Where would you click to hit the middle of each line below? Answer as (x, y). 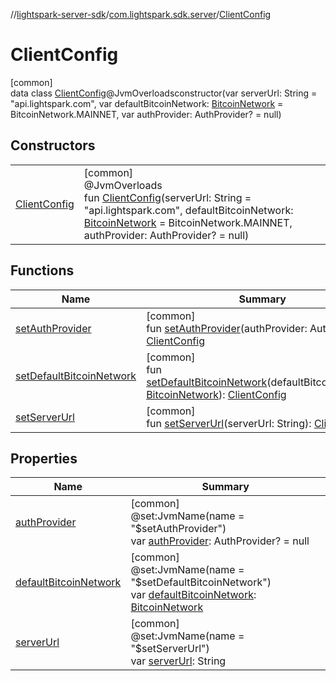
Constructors (53, 145)
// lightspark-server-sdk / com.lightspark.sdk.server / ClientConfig (141, 14)
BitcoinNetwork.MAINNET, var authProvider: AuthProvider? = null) (146, 114)
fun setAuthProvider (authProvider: (227, 328)
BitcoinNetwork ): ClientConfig (216, 394)
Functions (42, 270)
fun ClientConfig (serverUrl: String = (167, 197)
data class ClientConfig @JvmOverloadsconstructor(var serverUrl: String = (164, 93)
